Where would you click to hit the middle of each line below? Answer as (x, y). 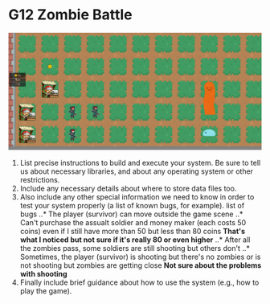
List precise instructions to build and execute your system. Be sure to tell (140, 163)
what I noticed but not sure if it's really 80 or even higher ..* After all (135, 240)
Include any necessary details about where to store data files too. (128, 189)
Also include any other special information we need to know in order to (137, 197)
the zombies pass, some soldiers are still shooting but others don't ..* (135, 249)
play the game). (46, 291)
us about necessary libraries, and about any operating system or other (137, 171)
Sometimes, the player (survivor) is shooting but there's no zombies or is (140, 257)
